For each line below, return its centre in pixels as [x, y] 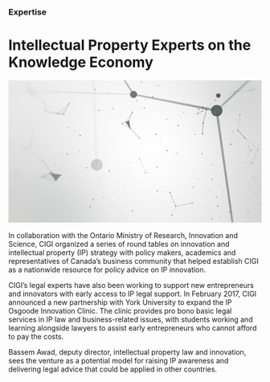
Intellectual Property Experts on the [130, 45]
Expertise [27, 12]
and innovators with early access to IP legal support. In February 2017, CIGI [133, 294]
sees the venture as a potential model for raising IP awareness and [119, 361]
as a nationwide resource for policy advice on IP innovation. [107, 270]
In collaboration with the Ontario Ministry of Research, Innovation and [123, 236]
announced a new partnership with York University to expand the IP [120, 302]
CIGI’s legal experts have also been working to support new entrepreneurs [131, 285]
